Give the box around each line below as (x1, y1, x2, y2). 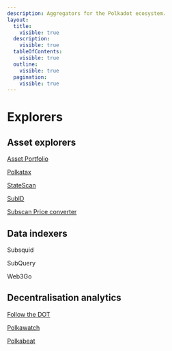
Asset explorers (7, 136, 76, 148)
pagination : (13, 73, 48, 81)
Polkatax (7, 168, 32, 177)
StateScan (7, 181, 36, 190)
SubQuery (7, 259, 36, 268)
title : (13, 23, 32, 29)
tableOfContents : (13, 49, 63, 55)
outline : (13, 61, 38, 68)
